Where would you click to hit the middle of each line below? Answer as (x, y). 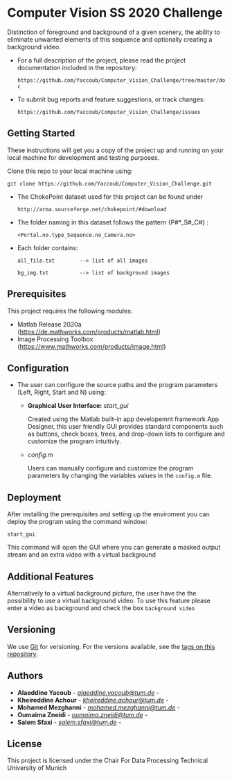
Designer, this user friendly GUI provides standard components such (125, 427)
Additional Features (51, 576)
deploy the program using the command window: (77, 522)
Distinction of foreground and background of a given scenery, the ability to (114, 32)
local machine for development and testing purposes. (83, 157)
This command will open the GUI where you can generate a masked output (114, 548)
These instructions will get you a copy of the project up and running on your (115, 150)
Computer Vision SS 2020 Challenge (115, 13)
